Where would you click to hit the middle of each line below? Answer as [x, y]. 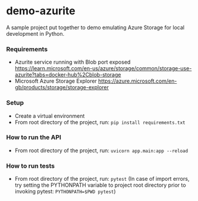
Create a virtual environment [50, 116]
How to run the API [34, 137]
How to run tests [31, 166]
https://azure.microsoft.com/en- [137, 81]
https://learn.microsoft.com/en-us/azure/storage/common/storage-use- [103, 68]
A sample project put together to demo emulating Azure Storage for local [95, 27]
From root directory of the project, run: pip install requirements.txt [100, 122]
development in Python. [35, 33]
